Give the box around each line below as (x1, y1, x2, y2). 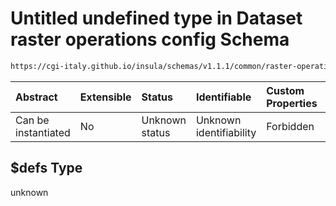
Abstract (15, 90, 58, 104)
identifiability (195, 125, 257, 139)
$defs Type (10, 160, 83, 177)
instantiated (15, 125, 71, 139)
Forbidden (266, 119, 315, 133)
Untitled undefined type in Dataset (10, 7, 303, 30)
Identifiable (195, 90, 252, 104)
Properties (266, 96, 318, 110)
